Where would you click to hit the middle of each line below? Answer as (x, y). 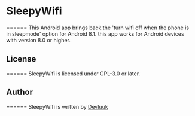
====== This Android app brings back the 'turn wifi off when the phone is (98, 28)
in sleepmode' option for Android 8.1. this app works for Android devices (95, 33)
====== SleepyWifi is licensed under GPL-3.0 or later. (73, 74)
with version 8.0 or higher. (38, 40)
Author (19, 92)
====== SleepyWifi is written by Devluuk (57, 106)
